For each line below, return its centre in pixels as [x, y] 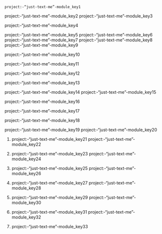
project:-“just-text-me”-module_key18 [42, 120]
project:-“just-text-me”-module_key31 [49, 212]
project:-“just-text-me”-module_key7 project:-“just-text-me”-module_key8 [79, 40]
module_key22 [26, 144]
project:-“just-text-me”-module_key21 [49, 139]
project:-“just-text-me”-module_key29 [50, 197]
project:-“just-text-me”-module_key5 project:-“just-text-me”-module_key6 [79, 35]
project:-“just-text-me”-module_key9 [41, 45]
